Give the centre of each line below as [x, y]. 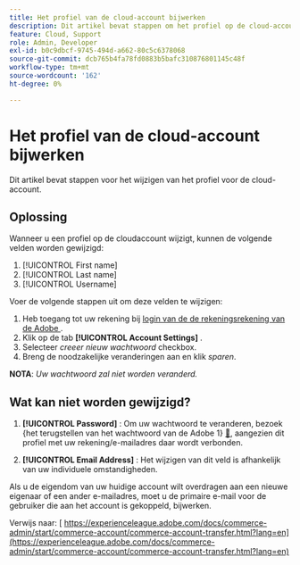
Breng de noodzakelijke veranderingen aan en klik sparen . [129, 357]
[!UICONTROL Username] [70, 284]
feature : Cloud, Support [55, 34]
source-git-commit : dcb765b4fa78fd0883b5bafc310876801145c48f [127, 59]
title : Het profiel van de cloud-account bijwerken [107, 17]
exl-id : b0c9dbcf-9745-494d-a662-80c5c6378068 [97, 51]
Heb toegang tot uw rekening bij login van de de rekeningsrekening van [154, 319]
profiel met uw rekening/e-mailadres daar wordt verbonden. [133, 443]
